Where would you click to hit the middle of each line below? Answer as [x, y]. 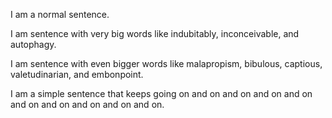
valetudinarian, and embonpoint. [77, 74]
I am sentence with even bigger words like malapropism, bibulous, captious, [166, 63]
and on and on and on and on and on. [87, 104]
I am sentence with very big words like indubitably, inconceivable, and [155, 33]
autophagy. [33, 44]
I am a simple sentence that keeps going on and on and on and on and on [161, 93]
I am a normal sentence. [60, 14]
